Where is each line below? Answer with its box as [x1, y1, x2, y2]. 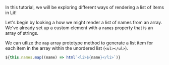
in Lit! [5, 10, 17, 16]
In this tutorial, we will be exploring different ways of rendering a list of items [5, 5, 164, 10]
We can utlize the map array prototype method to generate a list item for [5, 40, 153, 46]
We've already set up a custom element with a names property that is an [5, 25, 153, 31]
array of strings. [5, 30, 39, 36]
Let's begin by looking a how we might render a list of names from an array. [5, 20, 162, 25]
